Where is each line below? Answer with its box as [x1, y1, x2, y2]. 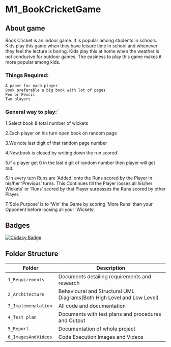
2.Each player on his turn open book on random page [5, 130, 117, 136]
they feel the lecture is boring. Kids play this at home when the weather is [5, 48, 159, 54]
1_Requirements [8, 277, 45, 283]
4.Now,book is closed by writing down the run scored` [5, 149, 119, 156]
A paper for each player [5, 83, 58, 89]
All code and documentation [58, 302, 126, 309]
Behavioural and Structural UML [58, 288, 135, 295]
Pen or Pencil [5, 92, 36, 97]
